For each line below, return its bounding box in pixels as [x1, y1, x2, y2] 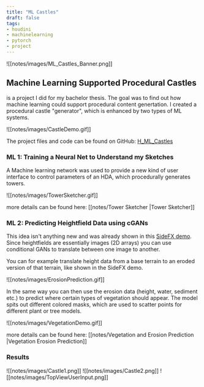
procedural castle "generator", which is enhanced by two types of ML [6, 107, 182, 114]
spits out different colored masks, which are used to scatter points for [6, 301, 183, 308]
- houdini [6, 26, 32, 33]
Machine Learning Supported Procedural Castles [6, 78, 197, 88]
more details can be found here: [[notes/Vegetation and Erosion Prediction [6, 331, 194, 339]
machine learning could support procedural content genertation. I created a [6, 101, 197, 108]
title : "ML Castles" [6, 9, 59, 15]
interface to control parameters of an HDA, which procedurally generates [6, 173, 191, 180]
